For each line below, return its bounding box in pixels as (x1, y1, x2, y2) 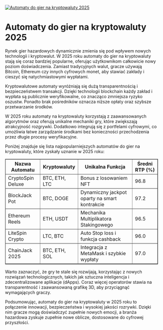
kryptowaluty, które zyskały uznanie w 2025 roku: (5, 148, 105, 154)
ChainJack (8, 247, 33, 254)
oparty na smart (80, 195, 117, 202)
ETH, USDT (43, 215, 69, 222)
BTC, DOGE (43, 195, 69, 202)
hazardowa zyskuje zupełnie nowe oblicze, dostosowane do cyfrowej (5, 314, 144, 320)
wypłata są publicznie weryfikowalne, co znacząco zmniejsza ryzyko (5, 93, 143, 99)
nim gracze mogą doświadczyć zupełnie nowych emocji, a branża (5, 309, 137, 315)
